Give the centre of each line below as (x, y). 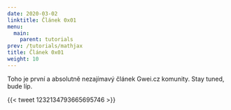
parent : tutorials (47, 40)
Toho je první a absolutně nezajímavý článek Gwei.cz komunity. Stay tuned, (116, 79)
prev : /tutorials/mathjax (45, 46)
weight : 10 (23, 59)
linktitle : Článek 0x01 (42, 20)
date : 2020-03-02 (33, 14)
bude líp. (20, 86)
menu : (15, 26)
